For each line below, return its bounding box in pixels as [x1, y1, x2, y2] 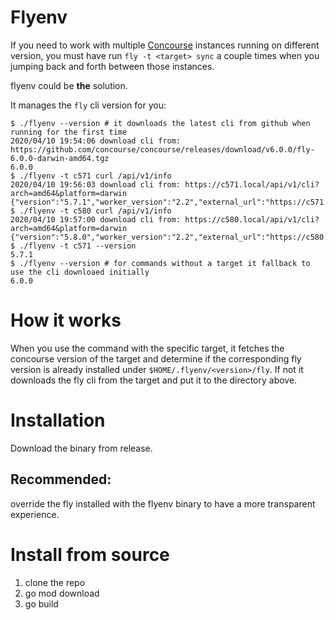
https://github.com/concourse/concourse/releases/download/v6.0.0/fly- [10, 144, 315, 155]
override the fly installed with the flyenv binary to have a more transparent [10, 497, 316, 510]
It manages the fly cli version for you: [10, 99, 167, 111]
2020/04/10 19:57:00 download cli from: [10, 214, 182, 225]
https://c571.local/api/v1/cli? [184, 179, 320, 190]
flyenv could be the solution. [10, 79, 128, 91]
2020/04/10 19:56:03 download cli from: [10, 179, 182, 190]
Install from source [10, 543, 170, 566]
